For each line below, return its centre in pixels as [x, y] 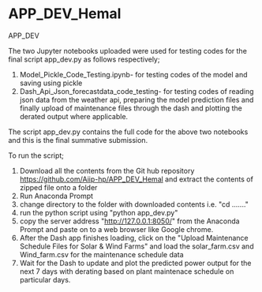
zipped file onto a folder [58, 187]
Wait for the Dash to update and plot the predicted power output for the [135, 263]
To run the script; [36, 155]
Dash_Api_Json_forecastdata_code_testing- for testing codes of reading [137, 91]
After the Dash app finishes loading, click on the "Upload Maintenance [134, 238]
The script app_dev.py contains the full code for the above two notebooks [128, 132]
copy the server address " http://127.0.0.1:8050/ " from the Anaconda [129, 221]
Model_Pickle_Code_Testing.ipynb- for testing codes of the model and [133, 74]
